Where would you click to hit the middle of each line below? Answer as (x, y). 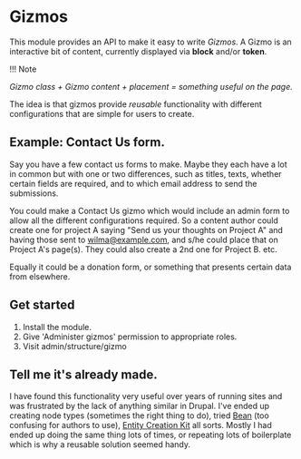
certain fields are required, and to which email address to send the (133, 183)
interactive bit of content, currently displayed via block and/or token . (138, 51)
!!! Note (23, 69)
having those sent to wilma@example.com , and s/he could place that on (144, 239)
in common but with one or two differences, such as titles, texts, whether (146, 173)
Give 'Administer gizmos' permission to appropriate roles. (130, 337)
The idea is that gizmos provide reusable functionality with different (136, 104)
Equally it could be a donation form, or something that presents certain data (150, 267)
